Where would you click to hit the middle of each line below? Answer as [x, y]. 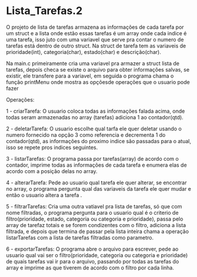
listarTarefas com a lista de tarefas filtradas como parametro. [80, 237]
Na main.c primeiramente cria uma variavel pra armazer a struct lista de [93, 63]
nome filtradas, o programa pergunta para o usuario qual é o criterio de [92, 212]
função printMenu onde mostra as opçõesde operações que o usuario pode [98, 82]
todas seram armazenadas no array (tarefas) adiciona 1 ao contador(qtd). [95, 117]
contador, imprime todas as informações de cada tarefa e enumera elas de [96, 165]
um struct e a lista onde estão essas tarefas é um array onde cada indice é [96, 33]
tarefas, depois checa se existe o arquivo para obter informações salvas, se [98, 69]
